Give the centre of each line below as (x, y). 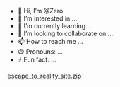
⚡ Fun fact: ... (37, 59)
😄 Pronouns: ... (40, 52)
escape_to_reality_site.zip (44, 76)
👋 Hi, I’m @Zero (40, 11)
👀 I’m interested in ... (47, 18)
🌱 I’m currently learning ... (55, 26)
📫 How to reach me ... (50, 41)
